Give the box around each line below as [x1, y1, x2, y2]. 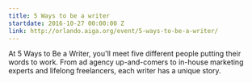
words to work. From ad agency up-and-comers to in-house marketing [8, 57, 244, 67]
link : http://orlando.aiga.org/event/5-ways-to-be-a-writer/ [8, 27, 219, 35]
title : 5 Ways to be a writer [8, 11, 111, 20]
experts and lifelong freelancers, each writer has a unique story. [8, 66, 221, 76]
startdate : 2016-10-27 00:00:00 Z [8, 19, 125, 27]
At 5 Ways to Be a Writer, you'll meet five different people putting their [8, 49, 241, 59]
